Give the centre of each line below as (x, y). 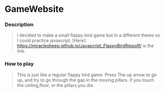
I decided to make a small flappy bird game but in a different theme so (88, 35)
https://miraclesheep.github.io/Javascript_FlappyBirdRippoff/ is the (85, 46)
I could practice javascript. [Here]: (52, 41)
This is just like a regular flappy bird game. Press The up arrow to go (87, 75)
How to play (19, 64)
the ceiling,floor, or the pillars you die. (55, 85)
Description (19, 25)
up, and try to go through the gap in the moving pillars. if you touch (85, 80)
